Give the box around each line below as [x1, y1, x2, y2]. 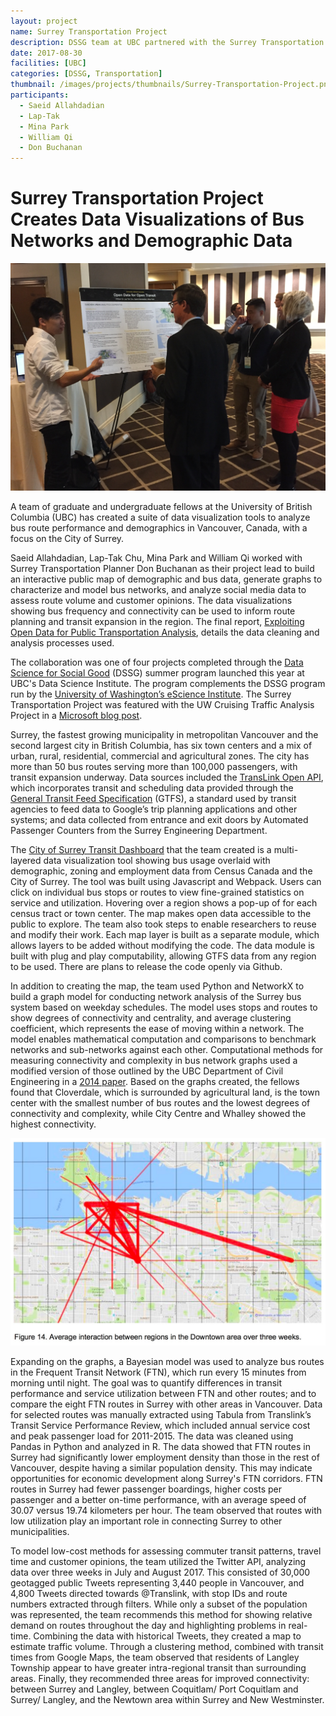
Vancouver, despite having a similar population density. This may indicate [10, 1461, 313, 1474]
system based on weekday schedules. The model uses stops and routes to [10, 1001, 318, 1013]
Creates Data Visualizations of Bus [10, 208, 305, 231]
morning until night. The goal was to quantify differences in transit [10, 1376, 283, 1389]
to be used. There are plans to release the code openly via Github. [10, 960, 283, 972]
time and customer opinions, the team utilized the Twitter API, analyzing [10, 1555, 307, 1567]
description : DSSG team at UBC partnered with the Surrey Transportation [10, 37, 325, 47]
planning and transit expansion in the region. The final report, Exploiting [10, 615, 305, 627]
